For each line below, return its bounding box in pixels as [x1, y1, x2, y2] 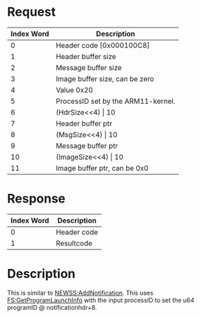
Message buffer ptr [56, 141, 118, 150]
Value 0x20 [56, 85, 94, 95]
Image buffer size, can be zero [56, 73, 155, 83]
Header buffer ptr [56, 118, 112, 128]
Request [7, 4, 56, 20]
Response [7, 191, 66, 207]
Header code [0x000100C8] [56, 41, 150, 50]
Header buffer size [56, 52, 116, 61]
